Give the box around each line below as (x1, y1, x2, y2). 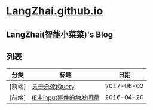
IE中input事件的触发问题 (32, 94, 100, 102)
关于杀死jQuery (32, 82, 75, 91)
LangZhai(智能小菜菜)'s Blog (6, 29, 114, 39)
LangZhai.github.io (6, 4, 103, 18)
